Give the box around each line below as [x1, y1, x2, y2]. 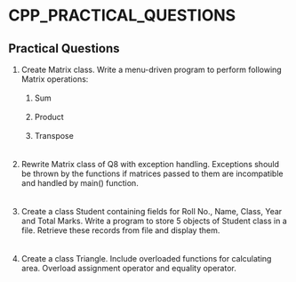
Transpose [34, 131, 75, 141]
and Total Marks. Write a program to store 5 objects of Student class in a [20, 215, 288, 226]
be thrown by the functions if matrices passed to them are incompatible [20, 168, 284, 179]
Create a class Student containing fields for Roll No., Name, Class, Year [20, 206, 283, 216]
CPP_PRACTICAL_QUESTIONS [8, 5, 236, 26]
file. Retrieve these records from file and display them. [20, 225, 220, 236]
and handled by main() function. [20, 178, 139, 188]
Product [34, 112, 64, 122]
